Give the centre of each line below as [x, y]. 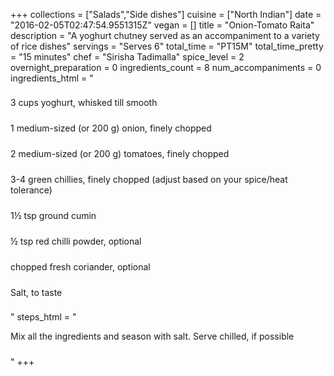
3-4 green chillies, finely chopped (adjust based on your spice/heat [149, 179]
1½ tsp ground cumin [53, 215]
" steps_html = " [43, 317]
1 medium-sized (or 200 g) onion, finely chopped [111, 128]
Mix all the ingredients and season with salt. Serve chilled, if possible [152, 336]
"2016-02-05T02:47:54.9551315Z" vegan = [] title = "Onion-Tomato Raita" [162, 25]
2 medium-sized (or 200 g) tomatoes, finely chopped [120, 153]
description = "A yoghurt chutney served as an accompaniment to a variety [165, 35]
